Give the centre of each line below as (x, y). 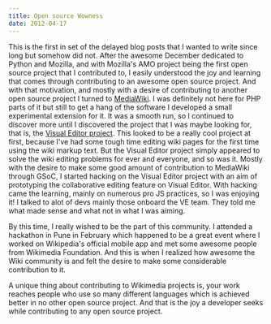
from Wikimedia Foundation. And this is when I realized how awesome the (132, 252)
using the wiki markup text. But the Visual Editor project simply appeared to (134, 150)
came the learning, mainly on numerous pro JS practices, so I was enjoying (134, 193)
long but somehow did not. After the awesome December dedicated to (126, 55)
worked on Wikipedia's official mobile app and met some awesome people (133, 244)
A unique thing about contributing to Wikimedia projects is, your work (125, 285)
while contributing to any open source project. (86, 311)
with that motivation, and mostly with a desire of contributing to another (128, 89)
